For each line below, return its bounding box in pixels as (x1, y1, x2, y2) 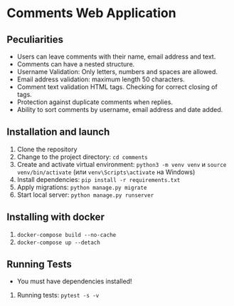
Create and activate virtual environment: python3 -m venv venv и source (16, 160, 227, 168)
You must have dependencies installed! (16, 277, 132, 286)
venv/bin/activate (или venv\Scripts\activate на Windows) (16, 168, 196, 176)
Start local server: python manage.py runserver (16, 190, 154, 199)
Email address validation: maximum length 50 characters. (16, 75, 186, 83)
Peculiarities (6, 34, 63, 46)
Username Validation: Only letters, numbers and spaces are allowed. (16, 68, 218, 76)
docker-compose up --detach (16, 239, 100, 246)
